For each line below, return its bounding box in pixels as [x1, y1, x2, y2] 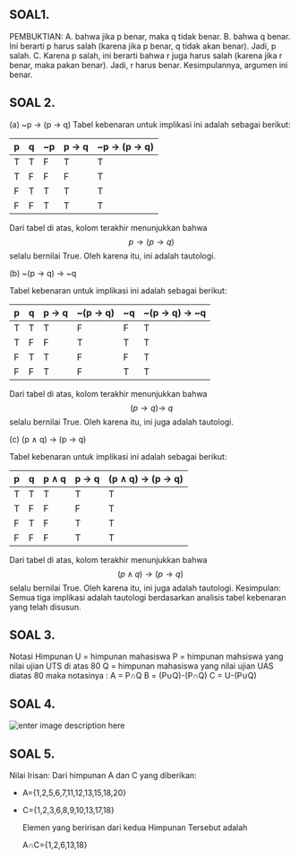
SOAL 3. [9, 627, 56, 643]
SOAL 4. [9, 696, 56, 712]
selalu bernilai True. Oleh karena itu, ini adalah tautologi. [9, 250, 217, 261]
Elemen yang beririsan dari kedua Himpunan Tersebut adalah [21, 822, 248, 833]
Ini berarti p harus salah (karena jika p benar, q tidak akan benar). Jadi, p [9, 40, 277, 51]
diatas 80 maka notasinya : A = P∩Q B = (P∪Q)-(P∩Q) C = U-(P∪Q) [9, 671, 257, 681]
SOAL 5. [9, 746, 56, 761]
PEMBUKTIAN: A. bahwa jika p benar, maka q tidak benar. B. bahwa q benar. [9, 31, 291, 41]
